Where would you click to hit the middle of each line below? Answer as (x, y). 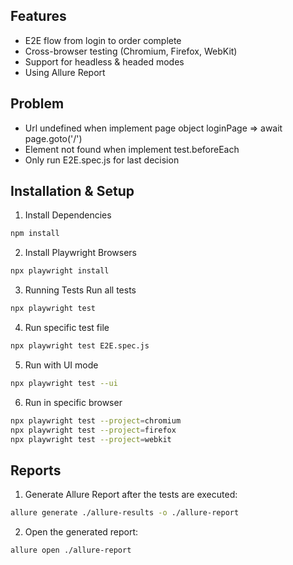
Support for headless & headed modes (104, 61)
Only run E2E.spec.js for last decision (102, 160)
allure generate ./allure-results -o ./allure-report (125, 513)
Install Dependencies (68, 215)
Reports (36, 470)
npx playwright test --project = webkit (91, 439)
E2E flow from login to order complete (103, 40)
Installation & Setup (72, 191)
